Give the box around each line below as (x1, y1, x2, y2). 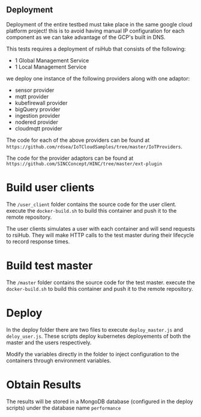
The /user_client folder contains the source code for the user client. (6, 201, 177, 208)
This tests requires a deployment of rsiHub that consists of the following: (6, 45, 186, 52)
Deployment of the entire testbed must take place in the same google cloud (6, 20, 193, 28)
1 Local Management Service (14, 63, 87, 70)
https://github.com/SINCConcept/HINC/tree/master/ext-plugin (6, 160, 163, 167)
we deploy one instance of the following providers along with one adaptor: (6, 75, 190, 82)
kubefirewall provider (14, 99, 68, 106)
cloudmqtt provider (14, 124, 63, 132)
